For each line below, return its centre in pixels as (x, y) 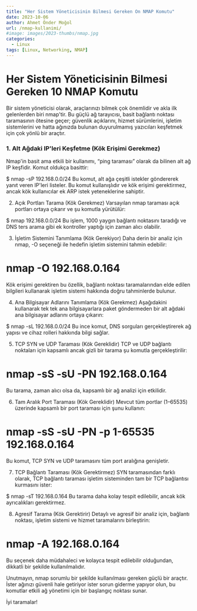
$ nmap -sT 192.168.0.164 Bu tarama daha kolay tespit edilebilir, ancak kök (96, 496)
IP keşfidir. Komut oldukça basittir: (47, 167)
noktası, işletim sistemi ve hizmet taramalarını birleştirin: (82, 520)
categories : (21, 39)
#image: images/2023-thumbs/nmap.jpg (52, 34)
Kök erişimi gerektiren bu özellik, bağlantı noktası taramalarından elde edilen (98, 284)
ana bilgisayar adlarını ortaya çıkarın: (59, 315)
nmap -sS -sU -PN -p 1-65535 (80, 432)
